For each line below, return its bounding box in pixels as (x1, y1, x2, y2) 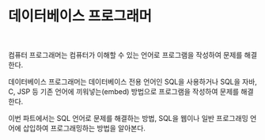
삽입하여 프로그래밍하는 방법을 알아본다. (22, 123, 146, 133)
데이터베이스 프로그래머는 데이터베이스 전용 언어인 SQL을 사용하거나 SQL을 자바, (8, 77, 257, 86)
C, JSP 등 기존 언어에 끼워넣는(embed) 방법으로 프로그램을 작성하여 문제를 (8, 86, 240, 96)
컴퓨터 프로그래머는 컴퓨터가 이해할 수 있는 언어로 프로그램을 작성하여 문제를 (8, 50, 243, 59)
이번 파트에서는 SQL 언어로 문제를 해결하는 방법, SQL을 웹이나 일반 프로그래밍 (8, 113, 249, 123)
